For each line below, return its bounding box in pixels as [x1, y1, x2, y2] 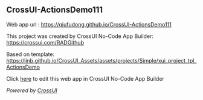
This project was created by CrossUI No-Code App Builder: [6, 33, 154, 40]
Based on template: [6, 51, 55, 58]
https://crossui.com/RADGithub [6, 39, 85, 46]
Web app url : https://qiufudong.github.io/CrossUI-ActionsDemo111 [6, 20, 172, 28]
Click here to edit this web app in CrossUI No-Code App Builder [6, 75, 164, 82]
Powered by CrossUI [6, 87, 57, 94]
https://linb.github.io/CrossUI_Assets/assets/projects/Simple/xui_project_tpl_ [6, 57, 197, 64]
